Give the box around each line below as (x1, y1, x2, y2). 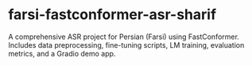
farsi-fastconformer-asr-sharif (8, 6, 217, 24)
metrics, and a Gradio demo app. (8, 49, 116, 58)
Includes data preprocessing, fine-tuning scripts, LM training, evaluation (8, 40, 245, 49)
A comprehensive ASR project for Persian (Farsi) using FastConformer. (8, 32, 240, 41)
